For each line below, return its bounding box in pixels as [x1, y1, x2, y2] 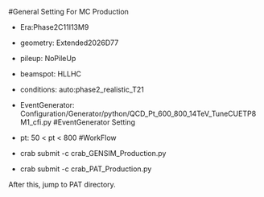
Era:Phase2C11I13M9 [19, 23, 89, 31]
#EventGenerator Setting [53, 117, 135, 127]
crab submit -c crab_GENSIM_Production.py [19, 149, 167, 158]
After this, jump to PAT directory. [8, 180, 117, 189]
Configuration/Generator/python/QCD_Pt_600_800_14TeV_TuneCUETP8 [19, 109, 257, 118]
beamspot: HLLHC [19, 69, 82, 79]
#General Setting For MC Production [8, 7, 129, 16]
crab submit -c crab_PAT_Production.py [19, 164, 152, 174]
